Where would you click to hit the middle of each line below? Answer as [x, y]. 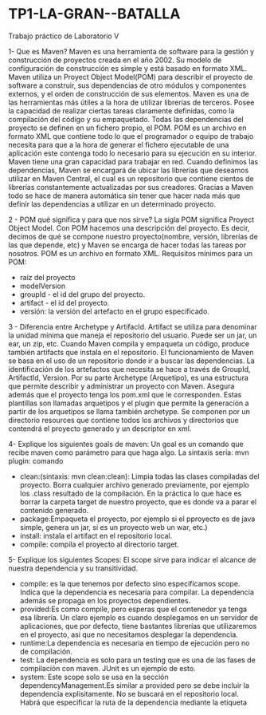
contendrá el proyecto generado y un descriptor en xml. [100, 429]
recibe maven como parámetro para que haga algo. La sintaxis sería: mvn [129, 452]
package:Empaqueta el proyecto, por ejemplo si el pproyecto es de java [137, 519]
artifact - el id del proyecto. [65, 302]
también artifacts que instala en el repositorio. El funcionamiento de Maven [131, 352]
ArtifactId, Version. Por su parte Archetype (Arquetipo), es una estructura [129, 377]
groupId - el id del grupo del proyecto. [82, 294]
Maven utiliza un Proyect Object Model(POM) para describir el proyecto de [131, 77]
